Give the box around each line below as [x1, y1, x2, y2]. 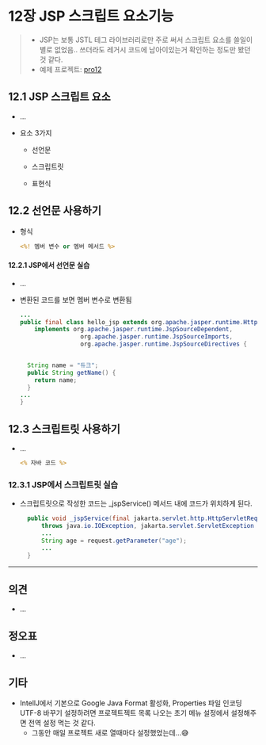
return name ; [34, 376, 78, 384]
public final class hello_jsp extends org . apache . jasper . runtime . [19, 318, 244, 326]
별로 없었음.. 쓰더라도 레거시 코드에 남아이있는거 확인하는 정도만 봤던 [39, 44, 251, 54]
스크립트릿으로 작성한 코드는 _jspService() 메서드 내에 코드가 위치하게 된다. [19, 499, 253, 508]
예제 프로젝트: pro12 [39, 64, 102, 74]
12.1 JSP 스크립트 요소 [8, 90, 111, 104]
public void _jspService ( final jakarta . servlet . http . [27, 514, 208, 523]
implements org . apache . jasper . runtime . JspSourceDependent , [34, 326, 234, 334]
